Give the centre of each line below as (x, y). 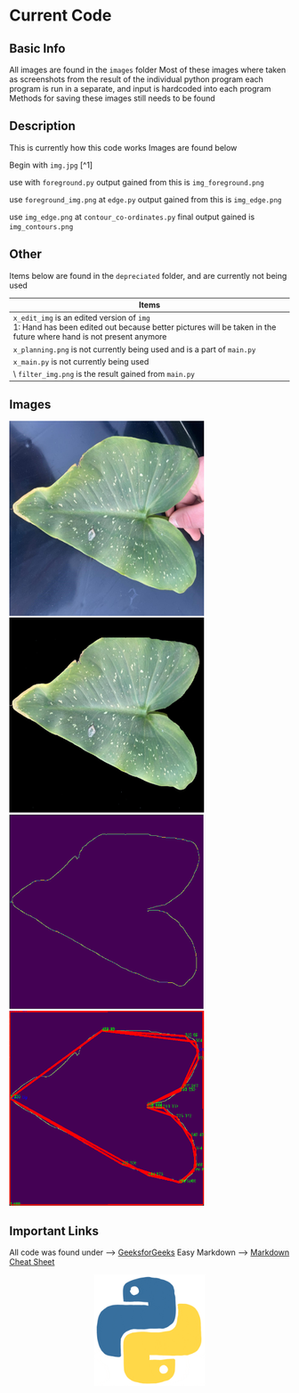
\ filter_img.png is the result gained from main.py (104, 374)
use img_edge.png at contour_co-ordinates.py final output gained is (132, 217)
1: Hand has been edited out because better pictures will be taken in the (145, 327)
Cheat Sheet (32, 1262)
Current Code (61, 16)
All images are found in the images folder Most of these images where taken (148, 70)
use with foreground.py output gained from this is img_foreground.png (137, 182)
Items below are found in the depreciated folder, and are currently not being (148, 275)
